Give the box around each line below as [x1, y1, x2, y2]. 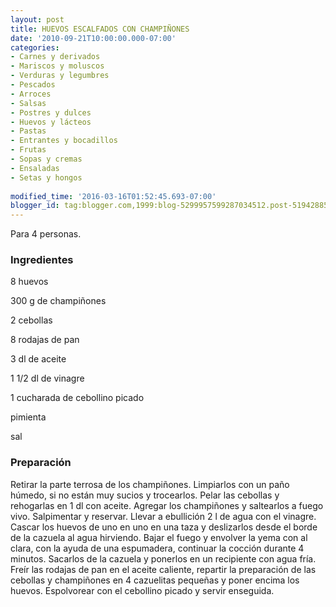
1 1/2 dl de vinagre [10, 372, 85, 385]
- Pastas [10, 126, 47, 136]
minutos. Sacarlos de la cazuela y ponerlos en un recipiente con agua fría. [10, 552, 317, 565]
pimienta [10, 411, 47, 423]
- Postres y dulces [10, 107, 92, 118]
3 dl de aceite [10, 353, 67, 365]
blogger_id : [10, 201, 60, 211]
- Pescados [10, 80, 56, 90]
